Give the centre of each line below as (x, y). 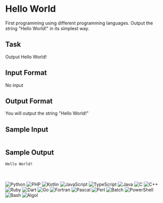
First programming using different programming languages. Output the (79, 23)
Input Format (26, 73)
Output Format (29, 101)
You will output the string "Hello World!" (47, 113)
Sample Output (30, 152)
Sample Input (27, 129)
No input (14, 85)
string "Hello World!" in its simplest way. (47, 28)
